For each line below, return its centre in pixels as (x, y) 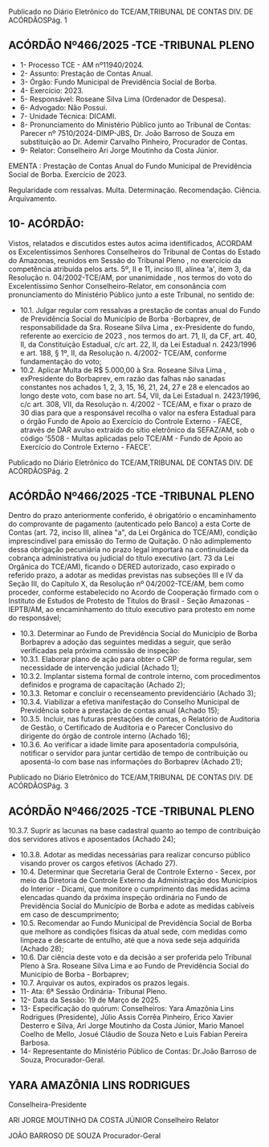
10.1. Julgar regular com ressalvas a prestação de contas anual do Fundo (140, 310)
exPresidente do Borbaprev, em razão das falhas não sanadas (122, 378)
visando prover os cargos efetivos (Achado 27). (99, 863)
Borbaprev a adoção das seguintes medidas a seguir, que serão (125, 642)
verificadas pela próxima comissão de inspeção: (100, 651)
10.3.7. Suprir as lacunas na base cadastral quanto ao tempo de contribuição (134, 831)
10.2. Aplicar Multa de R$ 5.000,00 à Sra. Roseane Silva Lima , (123, 370)
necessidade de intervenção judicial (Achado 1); (99, 668)
